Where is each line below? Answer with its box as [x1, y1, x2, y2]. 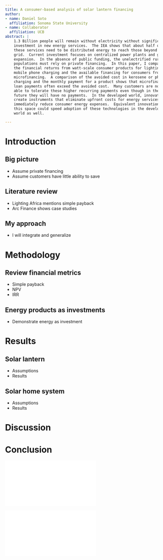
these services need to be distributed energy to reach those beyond [14, 48, 158, 52]
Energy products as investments [5, 306, 105, 314]
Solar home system [5, 387, 65, 395]
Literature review [5, 187, 58, 196]
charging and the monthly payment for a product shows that [14, 79, 138, 84]
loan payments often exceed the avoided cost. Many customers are [14, 83, 153, 89]
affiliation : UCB [9, 30, 45, 34]
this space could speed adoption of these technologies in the [14, 106, 145, 112]
